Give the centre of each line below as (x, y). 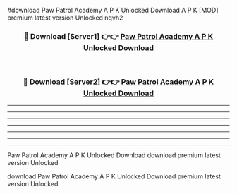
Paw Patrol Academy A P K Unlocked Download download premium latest (114, 155)
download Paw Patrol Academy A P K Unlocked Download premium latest (114, 176)
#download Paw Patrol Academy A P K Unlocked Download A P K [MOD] (113, 10)
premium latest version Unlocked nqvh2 (65, 18)
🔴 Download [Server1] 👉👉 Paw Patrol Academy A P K (119, 36)
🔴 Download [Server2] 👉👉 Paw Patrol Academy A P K (119, 82)
